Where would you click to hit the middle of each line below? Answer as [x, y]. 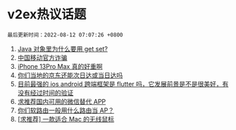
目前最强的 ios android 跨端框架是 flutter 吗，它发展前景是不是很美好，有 [123, 84]
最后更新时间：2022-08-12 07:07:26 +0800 [65, 35]
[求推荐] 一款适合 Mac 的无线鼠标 [66, 119]
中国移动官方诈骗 [42, 58]
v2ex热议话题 [47, 14]
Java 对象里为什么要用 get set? [62, 48]
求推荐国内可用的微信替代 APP [62, 101]
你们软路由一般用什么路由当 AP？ [66, 110]
